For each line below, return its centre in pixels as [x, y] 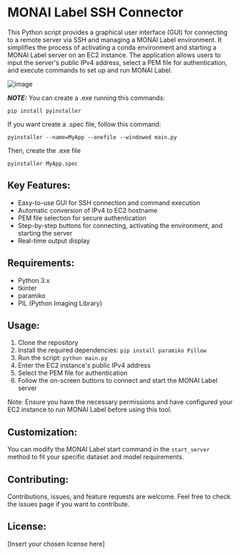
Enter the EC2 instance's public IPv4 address [84, 366]
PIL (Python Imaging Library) [60, 303]
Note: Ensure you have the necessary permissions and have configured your [120, 402]
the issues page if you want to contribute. [69, 504]
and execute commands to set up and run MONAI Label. [90, 70]
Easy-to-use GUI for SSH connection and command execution [109, 202]
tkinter [27, 288]
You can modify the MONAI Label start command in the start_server [109, 449]
